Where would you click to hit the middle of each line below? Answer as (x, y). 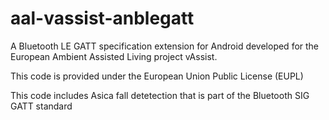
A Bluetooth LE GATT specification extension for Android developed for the (165, 46)
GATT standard (41, 106)
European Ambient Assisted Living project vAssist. (114, 56)
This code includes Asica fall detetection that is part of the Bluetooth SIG (160, 95)
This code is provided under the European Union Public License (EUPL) (157, 76)
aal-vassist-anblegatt (102, 18)
